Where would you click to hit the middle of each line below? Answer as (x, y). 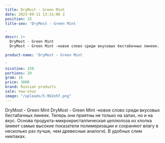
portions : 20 (18, 73)
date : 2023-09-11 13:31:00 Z (35, 14)
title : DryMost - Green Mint (35, 10)
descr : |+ (15, 37)
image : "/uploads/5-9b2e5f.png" (38, 96)
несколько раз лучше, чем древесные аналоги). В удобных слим (74, 131)
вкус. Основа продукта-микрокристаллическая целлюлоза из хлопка (79, 120)
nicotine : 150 (20, 69)
